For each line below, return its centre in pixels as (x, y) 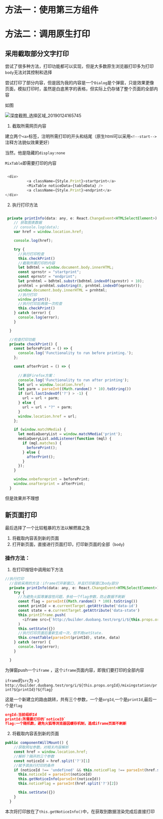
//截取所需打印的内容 (36, 263)
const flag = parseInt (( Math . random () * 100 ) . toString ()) (78, 602)
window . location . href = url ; (47, 416)
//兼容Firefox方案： (37, 375)
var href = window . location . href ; (49, 232)
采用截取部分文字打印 (37, 53)
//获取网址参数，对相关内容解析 (41, 747)
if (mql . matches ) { (42, 443)
